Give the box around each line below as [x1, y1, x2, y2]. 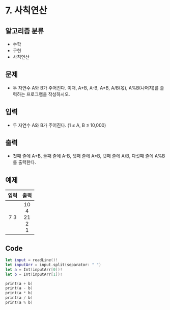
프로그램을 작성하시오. [26, 91, 70, 97]
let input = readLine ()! [5, 257, 58, 263]
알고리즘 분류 [5, 27, 44, 35]
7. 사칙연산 [5, 5, 47, 16]
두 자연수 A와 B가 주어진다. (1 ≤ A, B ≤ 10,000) [12, 122, 106, 128]
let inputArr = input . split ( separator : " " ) [5, 262, 101, 267]
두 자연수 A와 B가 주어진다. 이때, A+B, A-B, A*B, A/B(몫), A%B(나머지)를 [12, 85, 159, 91]
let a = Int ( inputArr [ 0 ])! [5, 267, 63, 272]
